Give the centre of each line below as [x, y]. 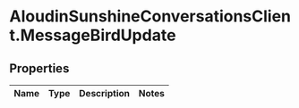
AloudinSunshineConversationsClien [150, 17]
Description [104, 93]
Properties [39, 68]
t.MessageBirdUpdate [93, 35]
